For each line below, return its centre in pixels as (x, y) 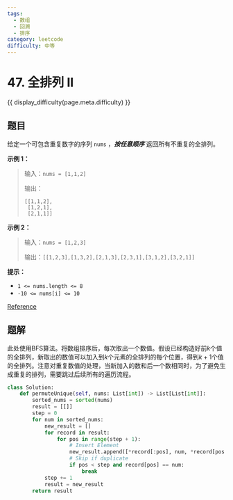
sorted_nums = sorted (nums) (72, 401)
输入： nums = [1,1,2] (55, 173)
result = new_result (74, 484)
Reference (22, 306)
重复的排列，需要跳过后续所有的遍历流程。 (74, 374)
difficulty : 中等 (31, 46)
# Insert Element (94, 446)
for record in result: (77, 433)
